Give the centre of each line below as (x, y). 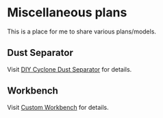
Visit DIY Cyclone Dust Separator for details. (70, 69)
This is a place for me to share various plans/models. (81, 31)
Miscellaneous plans (67, 13)
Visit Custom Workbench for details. (58, 107)
